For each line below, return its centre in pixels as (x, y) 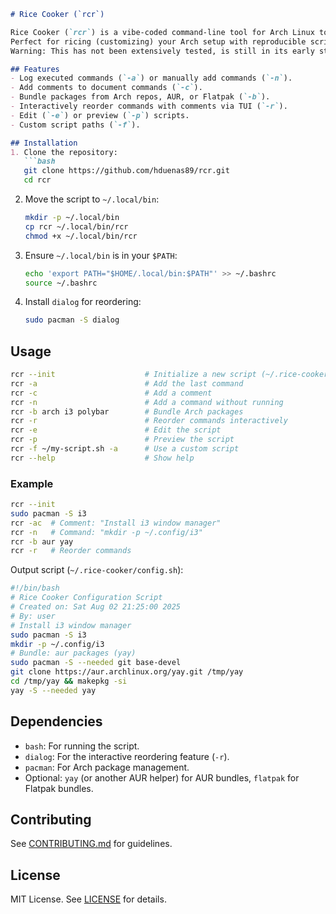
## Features (35, 69)
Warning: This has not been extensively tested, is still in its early (162, 51)
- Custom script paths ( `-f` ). (75, 125)
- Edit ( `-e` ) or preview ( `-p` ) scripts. (100, 115)
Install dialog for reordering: (83, 302)
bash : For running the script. (82, 746)
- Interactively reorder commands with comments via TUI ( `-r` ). (149, 106)
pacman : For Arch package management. (107, 767)
